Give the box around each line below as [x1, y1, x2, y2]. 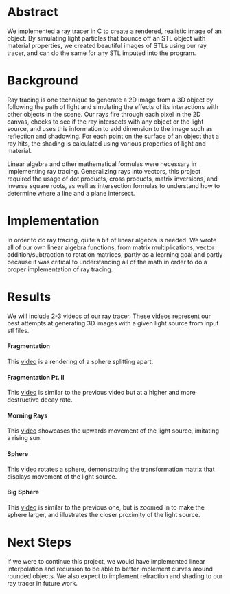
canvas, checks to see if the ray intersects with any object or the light [7, 117, 204, 126]
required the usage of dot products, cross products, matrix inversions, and [7, 174, 218, 183]
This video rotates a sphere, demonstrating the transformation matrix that [7, 465, 215, 473]
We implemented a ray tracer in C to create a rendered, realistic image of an [7, 27, 222, 35]
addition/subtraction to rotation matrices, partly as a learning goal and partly [7, 250, 223, 258]
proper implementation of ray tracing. [7, 265, 113, 273]
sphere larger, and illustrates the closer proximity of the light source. [7, 510, 200, 518]
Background [7, 73, 78, 89]
